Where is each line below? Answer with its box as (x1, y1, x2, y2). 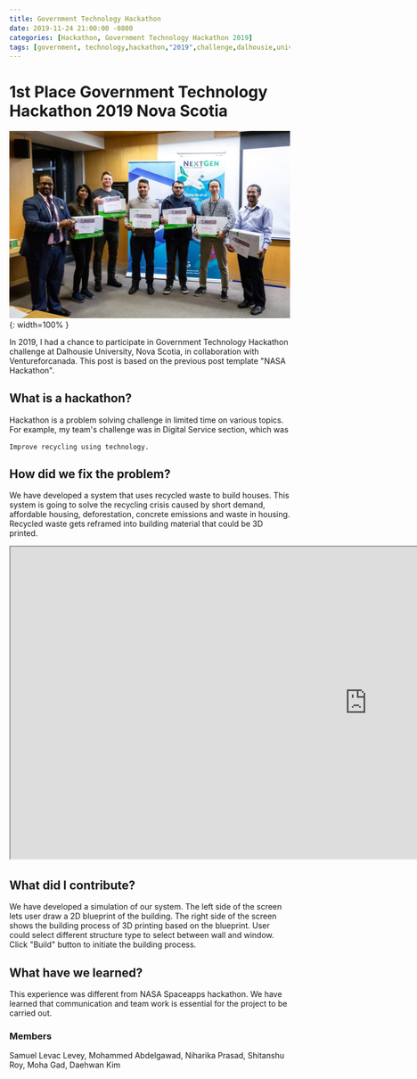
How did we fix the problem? (9, 466, 171, 482)
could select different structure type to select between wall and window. (9, 930, 274, 941)
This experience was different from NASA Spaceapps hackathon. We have (9, 989, 282, 1000)
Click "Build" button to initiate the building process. (9, 939, 197, 950)
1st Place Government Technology (9, 82, 268, 103)
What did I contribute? (9, 877, 136, 893)
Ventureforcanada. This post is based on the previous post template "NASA (9, 355, 287, 366)
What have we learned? (9, 965, 143, 980)
